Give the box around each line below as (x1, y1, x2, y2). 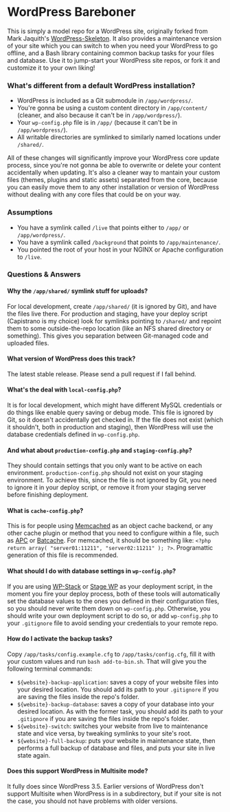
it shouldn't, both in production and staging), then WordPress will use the (7, 423, 214, 432)
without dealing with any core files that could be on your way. (7, 190, 181, 199)
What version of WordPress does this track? (7, 354, 136, 363)
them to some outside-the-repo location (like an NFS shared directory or (7, 324, 212, 332)
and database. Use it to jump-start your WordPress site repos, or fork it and (7, 56, 220, 64)
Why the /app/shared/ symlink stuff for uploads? (7, 287, 148, 295)
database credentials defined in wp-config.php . (7, 430, 140, 438)
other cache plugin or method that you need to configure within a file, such (7, 529, 219, 538)
